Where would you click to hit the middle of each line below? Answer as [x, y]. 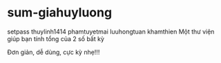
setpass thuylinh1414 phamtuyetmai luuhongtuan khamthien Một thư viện [111, 32]
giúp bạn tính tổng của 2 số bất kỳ [56, 38]
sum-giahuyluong [60, 13]
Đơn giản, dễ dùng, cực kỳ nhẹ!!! [54, 52]
